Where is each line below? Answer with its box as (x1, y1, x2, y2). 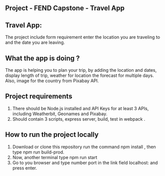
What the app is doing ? (5, 54, 80, 62)
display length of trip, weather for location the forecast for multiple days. (5, 72, 155, 79)
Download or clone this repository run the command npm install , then (12, 144, 156, 150)
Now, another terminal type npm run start (12, 154, 98, 160)
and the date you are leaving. (5, 39, 65, 45)
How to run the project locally (5, 131, 99, 139)
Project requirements (5, 92, 72, 101)
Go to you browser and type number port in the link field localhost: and (12, 160, 158, 166)
